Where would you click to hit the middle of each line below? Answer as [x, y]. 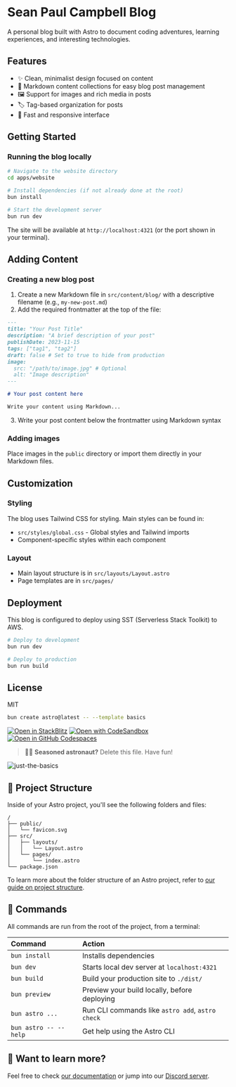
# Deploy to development [44, 640]
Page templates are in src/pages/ [66, 581]
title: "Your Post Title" [45, 329]
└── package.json [33, 867]
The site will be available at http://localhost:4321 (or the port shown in [111, 230]
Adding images [34, 438]
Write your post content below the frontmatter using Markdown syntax [119, 420]
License [25, 687]
